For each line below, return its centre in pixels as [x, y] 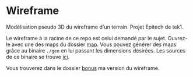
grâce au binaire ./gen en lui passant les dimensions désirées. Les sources [96, 50]
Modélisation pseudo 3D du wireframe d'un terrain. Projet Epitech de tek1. [95, 27]
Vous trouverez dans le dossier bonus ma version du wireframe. [83, 68]
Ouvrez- [178, 38]
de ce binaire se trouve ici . [38, 57]
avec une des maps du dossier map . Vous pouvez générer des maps [94, 44]
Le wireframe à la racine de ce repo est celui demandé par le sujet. [86, 38]
